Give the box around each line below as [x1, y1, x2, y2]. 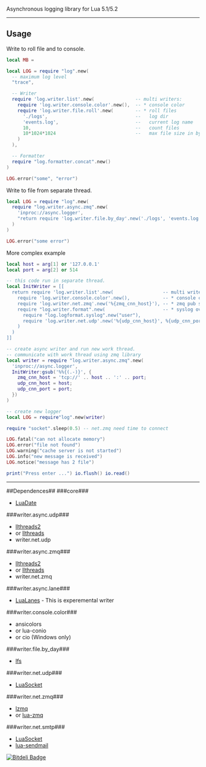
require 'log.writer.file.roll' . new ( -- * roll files [17, 107, 177, 114]
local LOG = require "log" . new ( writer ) [6, 414, 105, 420]
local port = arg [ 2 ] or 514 [6, 267, 78, 273]
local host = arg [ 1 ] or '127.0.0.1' [6, 261, 100, 267]
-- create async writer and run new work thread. [6, 346, 136, 352]
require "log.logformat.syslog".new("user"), [22, 312, 141, 318]
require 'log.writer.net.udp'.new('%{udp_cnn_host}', [22, 317, 164, 324]
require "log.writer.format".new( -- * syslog [17, 306, 193, 313]
